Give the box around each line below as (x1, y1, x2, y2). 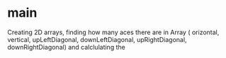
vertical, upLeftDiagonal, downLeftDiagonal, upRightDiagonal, (7, 35, 187, 43)
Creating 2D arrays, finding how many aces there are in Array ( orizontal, (7, 28, 220, 36)
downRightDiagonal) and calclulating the (7, 43, 125, 51)
